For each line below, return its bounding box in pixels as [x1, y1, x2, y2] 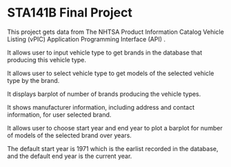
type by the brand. [7, 76, 60, 84]
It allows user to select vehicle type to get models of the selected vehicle [7, 69, 214, 77]
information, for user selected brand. [7, 110, 112, 119]
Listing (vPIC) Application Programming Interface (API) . [7, 35, 166, 43]
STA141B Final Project [7, 5, 132, 21]
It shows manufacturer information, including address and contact [7, 103, 195, 111]
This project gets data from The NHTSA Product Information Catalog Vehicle [7, 28, 224, 36]
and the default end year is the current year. [7, 152, 132, 160]
